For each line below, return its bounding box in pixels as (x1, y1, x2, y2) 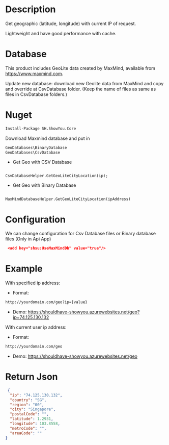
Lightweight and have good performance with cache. (5, 30, 117, 36)
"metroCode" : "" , (10, 426, 47, 431)
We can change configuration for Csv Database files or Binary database (5, 231, 156, 237)
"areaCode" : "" (10, 430, 42, 436)
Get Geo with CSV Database (12, 159, 72, 165)
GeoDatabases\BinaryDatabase (5, 145, 67, 150)
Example (5, 263, 43, 275)
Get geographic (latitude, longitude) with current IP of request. (5, 20, 136, 27)
